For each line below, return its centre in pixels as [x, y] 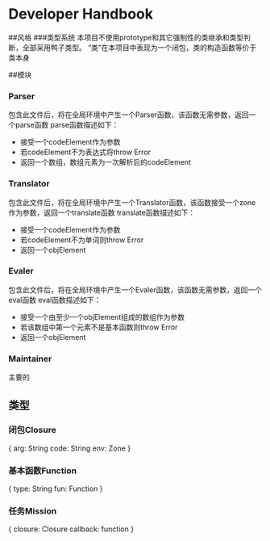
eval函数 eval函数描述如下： [55, 300]
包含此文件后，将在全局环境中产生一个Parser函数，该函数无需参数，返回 [129, 115]
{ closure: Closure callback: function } [71, 529]
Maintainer [30, 359]
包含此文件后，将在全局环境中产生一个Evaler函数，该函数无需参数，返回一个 [135, 289]
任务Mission [33, 511]
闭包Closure [32, 430]
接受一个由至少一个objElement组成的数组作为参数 [102, 317]
